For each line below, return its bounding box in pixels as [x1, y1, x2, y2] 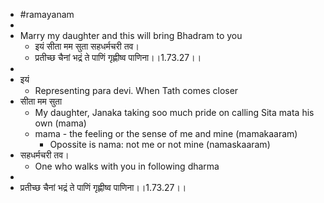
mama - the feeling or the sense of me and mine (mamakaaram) [34, 128, 298, 139]
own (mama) [34, 117, 87, 129]
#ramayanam [19, 9, 75, 20]
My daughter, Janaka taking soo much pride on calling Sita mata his [34, 107, 315, 118]
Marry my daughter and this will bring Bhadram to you [19, 30, 243, 41]
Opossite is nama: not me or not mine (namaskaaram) [49, 139, 271, 150]
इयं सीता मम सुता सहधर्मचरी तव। [34, 40, 140, 52]
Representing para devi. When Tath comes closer [34, 85, 239, 96]
